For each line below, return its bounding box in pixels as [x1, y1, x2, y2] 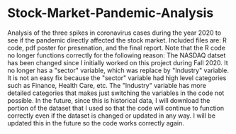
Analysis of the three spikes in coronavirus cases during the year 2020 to [7, 28, 222, 37]
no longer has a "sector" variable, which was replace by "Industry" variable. [7, 66, 229, 74]
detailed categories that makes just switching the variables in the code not [7, 89, 225, 97]
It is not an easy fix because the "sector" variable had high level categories [7, 73, 227, 82]
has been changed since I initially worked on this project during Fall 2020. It [7, 58, 228, 67]
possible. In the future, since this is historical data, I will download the [7, 96, 210, 104]
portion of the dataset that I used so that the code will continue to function [7, 104, 225, 112]
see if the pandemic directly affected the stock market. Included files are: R [7, 35, 227, 44]
